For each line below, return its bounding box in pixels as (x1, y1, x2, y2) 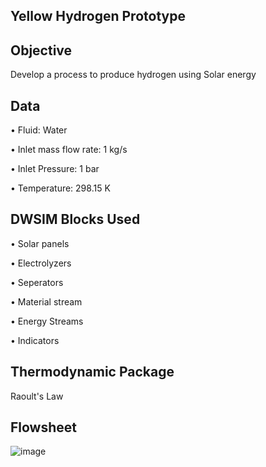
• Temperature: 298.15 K (10, 182, 111, 194)
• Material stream (10, 295, 83, 308)
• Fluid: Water (10, 124, 68, 136)
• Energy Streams (10, 315, 84, 327)
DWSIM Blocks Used (10, 211, 141, 228)
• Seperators (10, 276, 64, 288)
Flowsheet (10, 419, 78, 436)
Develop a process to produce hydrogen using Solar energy (10, 69, 257, 81)
